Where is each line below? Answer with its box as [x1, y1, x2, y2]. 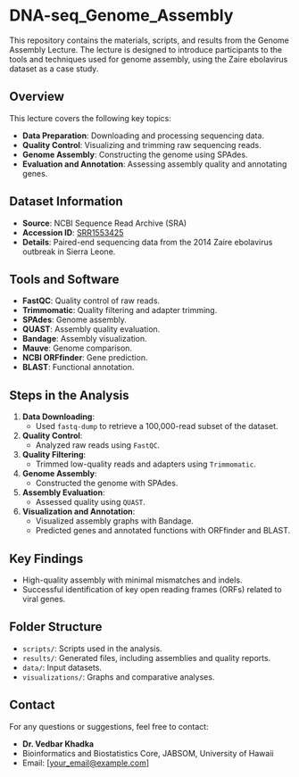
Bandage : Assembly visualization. [21, 334, 147, 344]
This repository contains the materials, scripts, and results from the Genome [9, 35, 290, 45]
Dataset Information [9, 194, 123, 210]
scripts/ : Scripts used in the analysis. [21, 643, 162, 654]
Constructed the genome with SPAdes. [35, 478, 179, 489]
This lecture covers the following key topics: [9, 112, 172, 123]
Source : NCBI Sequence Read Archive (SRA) [21, 218, 187, 228]
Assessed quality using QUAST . [35, 497, 145, 508]
